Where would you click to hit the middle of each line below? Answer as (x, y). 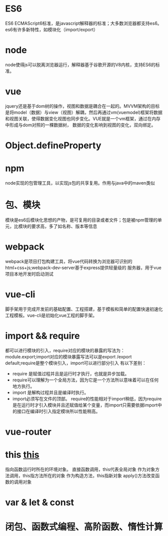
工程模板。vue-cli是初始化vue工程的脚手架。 (51, 315)
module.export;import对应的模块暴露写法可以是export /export (68, 356)
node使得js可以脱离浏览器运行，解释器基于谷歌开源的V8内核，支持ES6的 (80, 64)
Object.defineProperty (53, 146)
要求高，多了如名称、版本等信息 (64, 226)
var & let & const (39, 502)
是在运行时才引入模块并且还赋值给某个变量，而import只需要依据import (85, 405)
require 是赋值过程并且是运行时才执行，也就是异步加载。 (71, 373)
